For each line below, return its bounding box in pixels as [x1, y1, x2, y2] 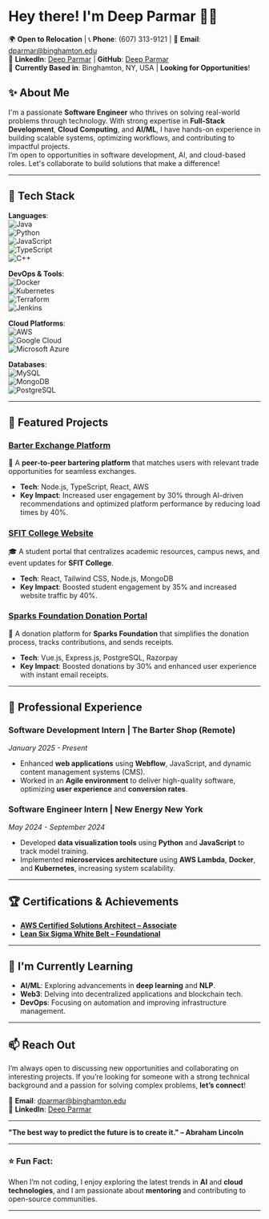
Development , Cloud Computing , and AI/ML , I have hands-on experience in [8, 124, 261, 134]
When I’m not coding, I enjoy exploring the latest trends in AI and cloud [8, 1176, 243, 1186]
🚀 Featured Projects [8, 415, 109, 429]
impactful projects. [8, 141, 70, 151]
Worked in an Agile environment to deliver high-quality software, [19, 776, 236, 785]
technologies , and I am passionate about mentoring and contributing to [8, 1185, 247, 1195]
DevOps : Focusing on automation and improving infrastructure [19, 998, 227, 1007]
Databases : [8, 359, 47, 369]
